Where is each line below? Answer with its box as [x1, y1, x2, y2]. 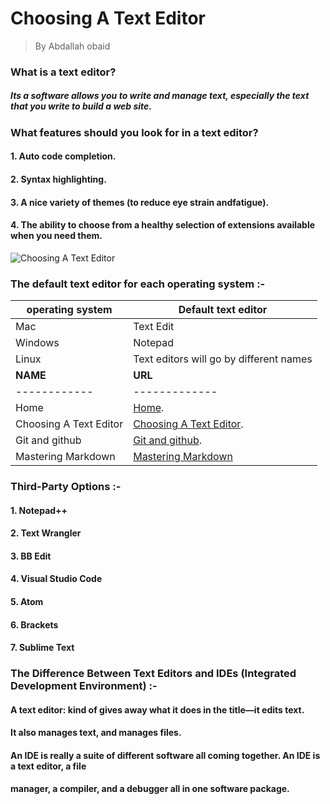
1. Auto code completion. [10, 150, 117, 162]
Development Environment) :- [10, 679, 158, 693]
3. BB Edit [10, 550, 52, 562]
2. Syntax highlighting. [10, 173, 107, 186]
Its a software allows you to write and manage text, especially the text [10, 90, 310, 102]
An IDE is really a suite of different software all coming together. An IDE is [10, 749, 321, 761]
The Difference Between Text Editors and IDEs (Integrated [10, 667, 297, 681]
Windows [15, 336, 60, 350]
